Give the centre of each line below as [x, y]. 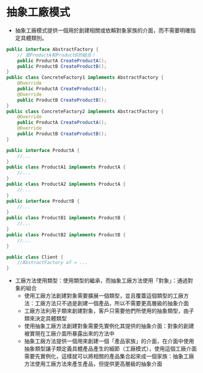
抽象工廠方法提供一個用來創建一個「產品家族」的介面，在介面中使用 [109, 341]
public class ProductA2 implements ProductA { [66, 184]
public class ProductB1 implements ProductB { [66, 218]
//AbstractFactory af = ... [52, 263]
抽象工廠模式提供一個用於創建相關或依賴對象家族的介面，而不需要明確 [103, 30]
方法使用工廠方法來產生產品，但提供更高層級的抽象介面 [93, 364]
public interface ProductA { [43, 150]
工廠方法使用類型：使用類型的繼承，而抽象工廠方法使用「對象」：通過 [101, 281]
